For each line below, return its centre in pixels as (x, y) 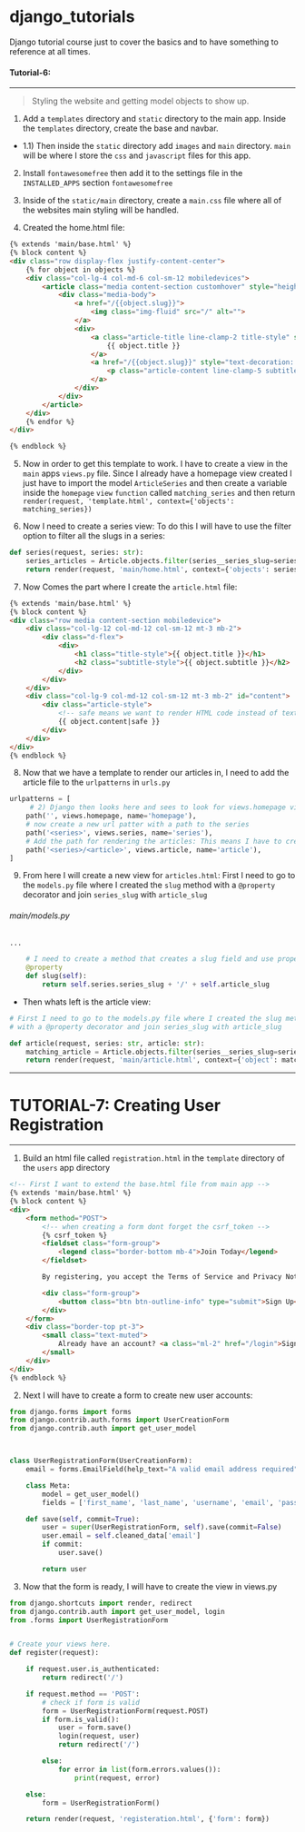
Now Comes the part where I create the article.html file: (130, 587)
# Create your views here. (60, 1644)
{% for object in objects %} (81, 270)
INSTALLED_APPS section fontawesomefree (98, 183)
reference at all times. (50, 51)
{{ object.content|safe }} (109, 722)
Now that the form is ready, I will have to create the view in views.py (150, 1586)
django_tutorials (72, 17)
